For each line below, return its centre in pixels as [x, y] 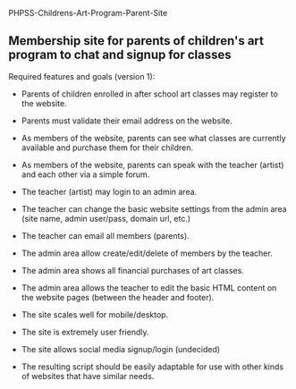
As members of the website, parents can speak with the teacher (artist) [152, 165]
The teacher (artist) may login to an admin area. [109, 191]
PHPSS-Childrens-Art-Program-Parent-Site [88, 13]
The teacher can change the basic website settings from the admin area [154, 208]
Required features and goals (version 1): [82, 76]
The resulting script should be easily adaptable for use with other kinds [152, 367]
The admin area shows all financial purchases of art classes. [133, 270]
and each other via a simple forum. [85, 174]
